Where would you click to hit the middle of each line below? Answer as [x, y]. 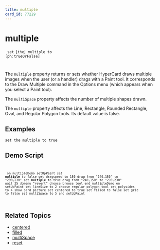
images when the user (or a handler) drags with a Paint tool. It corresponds [80, 79]
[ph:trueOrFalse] [23, 57]
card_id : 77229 [20, 14]
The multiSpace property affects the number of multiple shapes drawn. [76, 99]
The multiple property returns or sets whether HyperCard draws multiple [79, 74]
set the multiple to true [31, 140]
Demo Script [24, 155]
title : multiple [21, 10]
